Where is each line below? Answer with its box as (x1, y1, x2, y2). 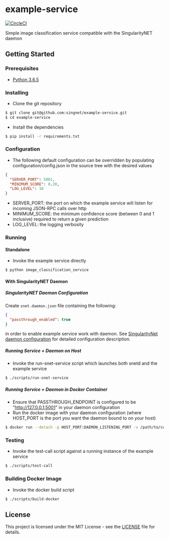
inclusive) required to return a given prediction (12, 216, 109, 222)
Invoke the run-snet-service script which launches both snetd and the (12, 360, 157, 366)
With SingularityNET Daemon (5, 278, 68, 284)
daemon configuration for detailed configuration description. (5, 336, 131, 342)
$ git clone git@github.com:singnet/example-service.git (5, 110, 127, 115)
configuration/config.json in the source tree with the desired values (12, 162, 152, 168)
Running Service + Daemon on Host (5, 348, 81, 354)
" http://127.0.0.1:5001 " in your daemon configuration (12, 405, 120, 411)
